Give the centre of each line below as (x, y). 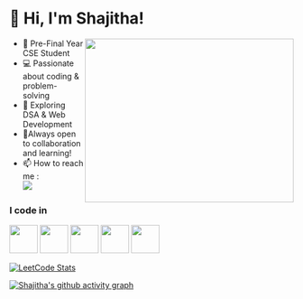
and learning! (47, 153)
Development (47, 124)
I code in (28, 210)
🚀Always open (49, 134)
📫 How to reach (53, 163)
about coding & (50, 76)
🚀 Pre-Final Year (53, 43)
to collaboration (51, 143)
